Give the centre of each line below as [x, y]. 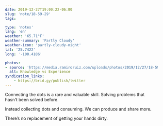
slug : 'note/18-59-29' [28, 14]
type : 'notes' [19, 27]
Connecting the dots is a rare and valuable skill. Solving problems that [75, 94]
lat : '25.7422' [20, 49]
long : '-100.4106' [24, 54]
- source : [15, 67]
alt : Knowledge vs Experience [40, 72]
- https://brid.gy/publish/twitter [50, 81]
